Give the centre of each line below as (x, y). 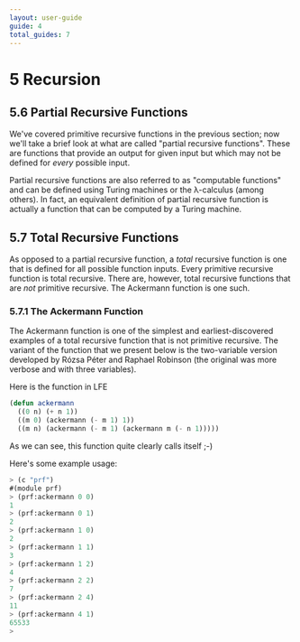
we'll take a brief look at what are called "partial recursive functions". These (150, 144)
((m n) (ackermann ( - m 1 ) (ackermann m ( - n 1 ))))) (118, 429)
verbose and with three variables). (73, 369)
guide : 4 (26, 26)
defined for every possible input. (70, 163)
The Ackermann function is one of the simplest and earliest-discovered (141, 331)
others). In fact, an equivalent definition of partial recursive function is (139, 200)
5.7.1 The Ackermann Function (77, 312)
